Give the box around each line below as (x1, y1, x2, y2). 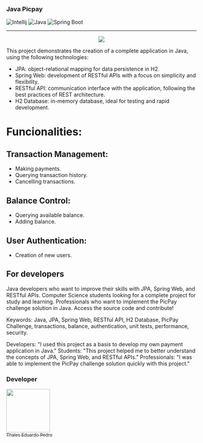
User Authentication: (6, 235, 87, 246)
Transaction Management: (6, 149, 109, 159)
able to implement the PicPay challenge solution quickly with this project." (6, 360, 190, 367)
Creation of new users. (14, 251, 72, 259)
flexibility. (14, 78, 39, 86)
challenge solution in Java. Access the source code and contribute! (6, 304, 174, 311)
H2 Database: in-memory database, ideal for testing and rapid (14, 97, 170, 105)
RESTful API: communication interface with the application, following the (14, 85, 196, 92)
